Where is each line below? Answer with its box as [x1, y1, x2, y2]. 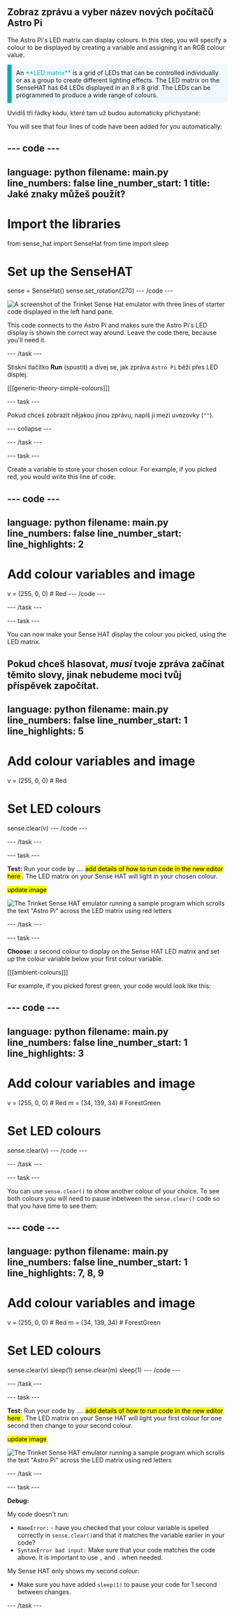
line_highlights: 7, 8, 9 [7, 1267, 104, 1279]
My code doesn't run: [7, 1510, 69, 1519]
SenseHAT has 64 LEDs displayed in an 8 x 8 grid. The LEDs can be [16, 83, 211, 92]
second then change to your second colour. [7, 1422, 133, 1430]
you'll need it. [7, 336, 47, 344]
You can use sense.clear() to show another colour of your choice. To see [7, 1186, 220, 1195]
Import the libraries [7, 216, 121, 232]
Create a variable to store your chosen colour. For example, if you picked [7, 465, 217, 474]
